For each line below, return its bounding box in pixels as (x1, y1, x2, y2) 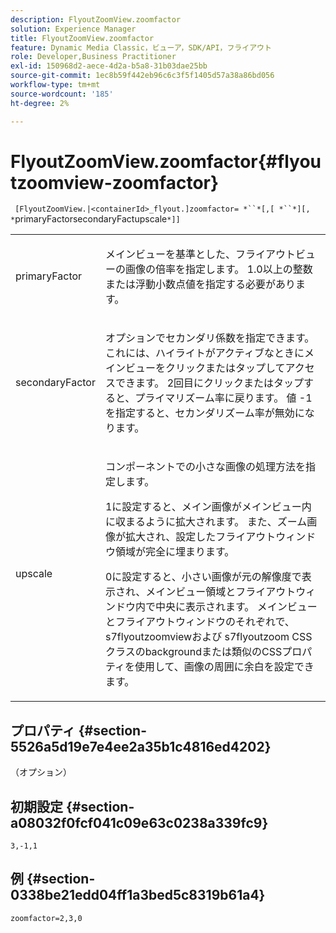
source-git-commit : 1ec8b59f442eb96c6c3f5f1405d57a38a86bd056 (10, 71, 275, 81)
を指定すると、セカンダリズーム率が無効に (104, 406, 305, 420)
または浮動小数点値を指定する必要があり (104, 277, 296, 291)
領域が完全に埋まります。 (114, 545, 235, 559)
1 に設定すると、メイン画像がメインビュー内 (104, 500, 312, 514)
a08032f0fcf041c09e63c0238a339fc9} (10, 814, 269, 831)
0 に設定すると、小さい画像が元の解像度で (104, 570, 302, 584)
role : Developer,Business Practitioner (10, 52, 177, 62)
